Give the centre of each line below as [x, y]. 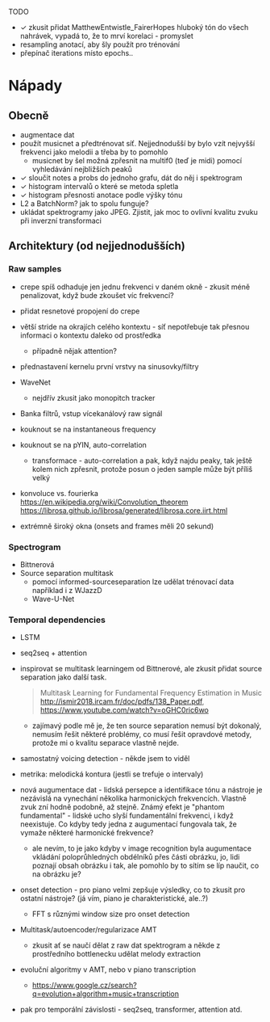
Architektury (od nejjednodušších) [97, 246]
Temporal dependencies [57, 620]
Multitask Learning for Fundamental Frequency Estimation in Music [151, 693]
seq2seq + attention [53, 653]
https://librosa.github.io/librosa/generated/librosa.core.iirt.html [124, 510]
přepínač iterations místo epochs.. [77, 53]
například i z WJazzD [67, 590]
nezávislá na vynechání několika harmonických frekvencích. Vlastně [133, 798]
